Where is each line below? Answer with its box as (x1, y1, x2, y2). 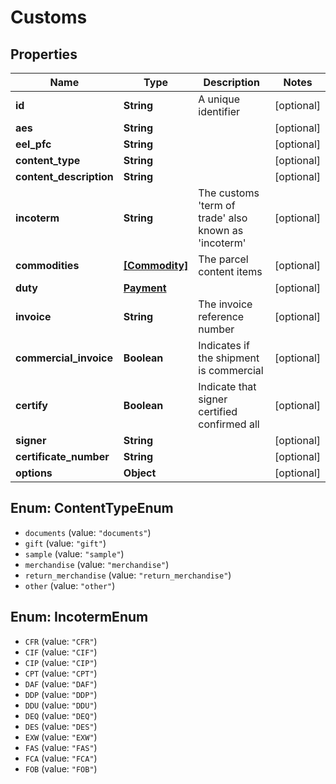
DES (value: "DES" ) (24, 720, 98, 732)
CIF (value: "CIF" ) (24, 646, 98, 658)
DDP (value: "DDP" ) (24, 688, 98, 700)
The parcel (198, 252, 249, 266)
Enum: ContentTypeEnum (10, 500, 174, 517)
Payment (123, 281, 167, 295)
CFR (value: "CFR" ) (24, 635, 98, 647)
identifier (198, 105, 240, 118)
